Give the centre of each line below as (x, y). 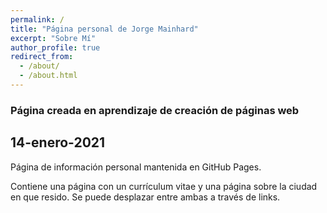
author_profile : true (55, 47)
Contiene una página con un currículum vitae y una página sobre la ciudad (164, 186)
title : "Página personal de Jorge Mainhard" (104, 29)
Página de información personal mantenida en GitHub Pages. (136, 167)
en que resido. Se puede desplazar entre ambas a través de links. (145, 197)
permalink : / (37, 19)
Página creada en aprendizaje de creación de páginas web (155, 110)
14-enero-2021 (58, 142)
